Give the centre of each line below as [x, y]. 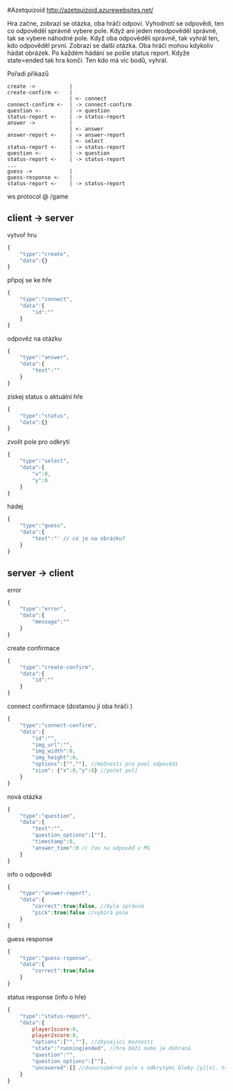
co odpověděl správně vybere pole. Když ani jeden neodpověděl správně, [113, 31]
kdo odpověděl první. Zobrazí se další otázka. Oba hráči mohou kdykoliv [110, 45]
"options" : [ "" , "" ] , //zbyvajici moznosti [93, 1042]
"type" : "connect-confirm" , [59, 725]
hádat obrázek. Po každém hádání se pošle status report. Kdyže [98, 53]
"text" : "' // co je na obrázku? [79, 539]
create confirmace [34, 648]
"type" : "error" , [43, 609]
